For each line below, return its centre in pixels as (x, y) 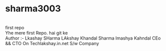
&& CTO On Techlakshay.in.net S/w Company (52, 43)
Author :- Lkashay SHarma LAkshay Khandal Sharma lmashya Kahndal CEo (83, 38)
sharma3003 (33, 9)
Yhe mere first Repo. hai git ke (36, 33)
